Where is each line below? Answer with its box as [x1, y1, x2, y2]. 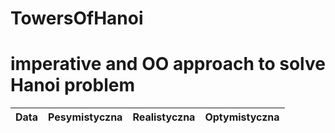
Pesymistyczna [48, 110, 123, 124]
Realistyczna [132, 110, 196, 124]
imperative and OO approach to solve [10, 53, 326, 76]
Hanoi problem [10, 74, 136, 97]
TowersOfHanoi [10, 7, 144, 30]
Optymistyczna [204, 110, 280, 124]
